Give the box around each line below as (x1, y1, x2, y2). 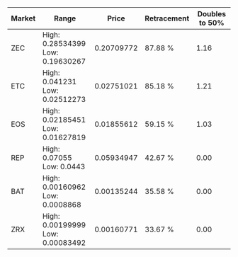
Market (11, 13, 36, 23)
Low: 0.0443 (42, 162, 86, 171)
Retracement (144, 13, 190, 23)
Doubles (197, 9, 227, 18)
